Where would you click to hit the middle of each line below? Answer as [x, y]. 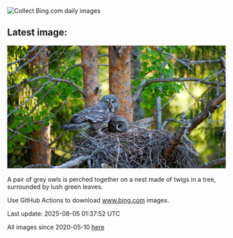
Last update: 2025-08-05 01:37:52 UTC [63, 214]
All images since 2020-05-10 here [56, 227]
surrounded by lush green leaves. [55, 187]
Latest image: [37, 32]
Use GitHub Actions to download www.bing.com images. [88, 201]
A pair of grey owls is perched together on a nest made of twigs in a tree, [112, 180]
